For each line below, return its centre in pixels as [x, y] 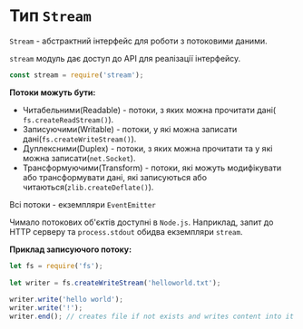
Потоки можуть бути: [53, 92]
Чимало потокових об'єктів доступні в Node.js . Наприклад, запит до [142, 222]
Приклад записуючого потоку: [71, 249]
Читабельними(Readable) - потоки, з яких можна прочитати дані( [149, 110]
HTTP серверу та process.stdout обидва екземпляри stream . [126, 231]
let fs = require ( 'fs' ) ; [56, 266]
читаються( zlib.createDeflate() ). [88, 187]
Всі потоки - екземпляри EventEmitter [83, 204]
